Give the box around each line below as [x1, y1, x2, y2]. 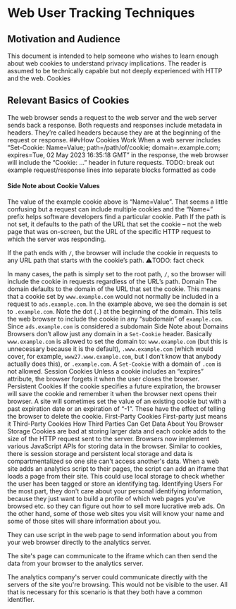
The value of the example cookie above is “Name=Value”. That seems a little [7, 197, 228, 206]
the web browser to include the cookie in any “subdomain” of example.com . [7, 315, 223, 324]
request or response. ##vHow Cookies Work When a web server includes [7, 135, 221, 144]
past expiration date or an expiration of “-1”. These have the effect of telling [7, 405, 225, 413]
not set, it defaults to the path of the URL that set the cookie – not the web [7, 220, 222, 228]
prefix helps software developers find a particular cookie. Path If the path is [7, 213, 227, 221]
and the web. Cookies [7, 74, 71, 82]
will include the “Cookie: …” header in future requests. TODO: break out [7, 158, 215, 166]
